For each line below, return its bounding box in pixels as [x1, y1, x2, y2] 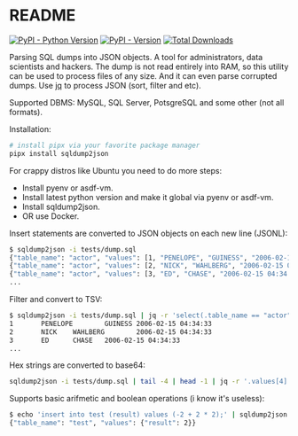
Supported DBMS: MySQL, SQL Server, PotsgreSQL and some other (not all [9, 97, 285, 107]
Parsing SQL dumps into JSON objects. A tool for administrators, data [9, 51, 263, 62]
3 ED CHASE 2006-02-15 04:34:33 [9, 336, 180, 345]
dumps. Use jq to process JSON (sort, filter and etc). [9, 80, 201, 90]
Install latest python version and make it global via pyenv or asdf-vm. [21, 191, 274, 202]
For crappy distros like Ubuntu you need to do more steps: [9, 165, 223, 175]
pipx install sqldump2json [9, 149, 109, 158]
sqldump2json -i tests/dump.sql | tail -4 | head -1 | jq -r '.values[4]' [9, 378, 292, 386]
